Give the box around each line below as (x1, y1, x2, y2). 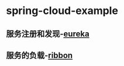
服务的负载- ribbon (6, 50, 73, 60)
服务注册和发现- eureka (6, 29, 89, 39)
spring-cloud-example (6, 4, 119, 18)
